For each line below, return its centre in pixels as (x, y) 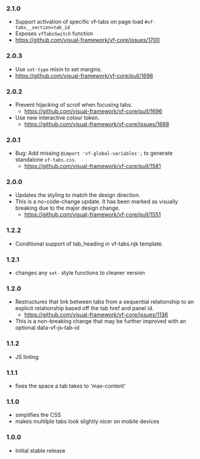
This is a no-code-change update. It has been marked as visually (96, 202)
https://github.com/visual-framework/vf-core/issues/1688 (97, 124)
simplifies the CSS (38, 415)
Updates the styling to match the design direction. (78, 195)
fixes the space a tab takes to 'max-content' (70, 386)
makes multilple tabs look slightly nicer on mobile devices (87, 421)
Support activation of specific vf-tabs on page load (79, 22)
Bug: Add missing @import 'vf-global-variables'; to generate (94, 153)
